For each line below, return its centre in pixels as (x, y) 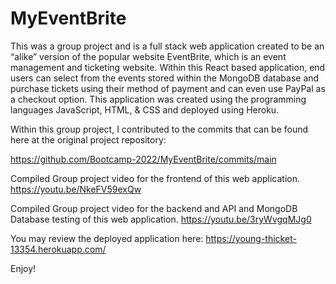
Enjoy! (23, 268)
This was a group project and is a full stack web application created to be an (167, 46)
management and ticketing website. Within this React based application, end (168, 67)
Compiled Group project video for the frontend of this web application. (155, 178)
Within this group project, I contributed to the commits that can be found (159, 129)
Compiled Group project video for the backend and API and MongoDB (154, 208)
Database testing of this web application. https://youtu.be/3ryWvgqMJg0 (161, 219)
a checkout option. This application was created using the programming (158, 99)
